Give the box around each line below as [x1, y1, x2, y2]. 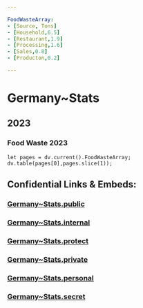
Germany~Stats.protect [7, 236, 89, 245]
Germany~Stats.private [7, 254, 88, 264]
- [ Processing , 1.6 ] [7, 42, 64, 49]
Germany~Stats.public [7, 199, 85, 209]
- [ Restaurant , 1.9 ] [7, 35, 64, 42]
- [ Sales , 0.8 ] [7, 48, 48, 55]
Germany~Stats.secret [7, 291, 86, 301]
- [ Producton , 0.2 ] [7, 54, 60, 62]
